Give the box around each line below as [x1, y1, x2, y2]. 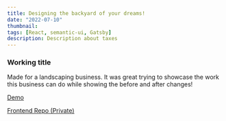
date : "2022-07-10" [7, 16, 63, 23]
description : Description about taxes [7, 35, 118, 42]
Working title [7, 58, 51, 67]
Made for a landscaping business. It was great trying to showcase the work [7, 73, 219, 82]
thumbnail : [7, 22, 38, 29]
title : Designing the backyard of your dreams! [7, 10, 146, 17]
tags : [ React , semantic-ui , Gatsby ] [7, 29, 112, 36]
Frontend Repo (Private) [7, 107, 75, 115]
